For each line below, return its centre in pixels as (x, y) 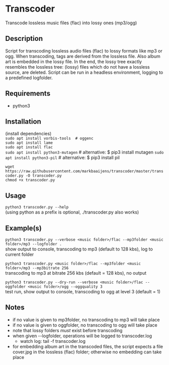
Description (24, 39)
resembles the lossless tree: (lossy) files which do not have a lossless (77, 67)
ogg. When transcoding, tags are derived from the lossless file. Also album (83, 56)
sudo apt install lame (29, 143)
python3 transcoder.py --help (37, 207)
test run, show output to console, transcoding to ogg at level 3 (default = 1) (83, 292)
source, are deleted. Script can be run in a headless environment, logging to (84, 72)
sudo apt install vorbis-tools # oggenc (49, 139)
